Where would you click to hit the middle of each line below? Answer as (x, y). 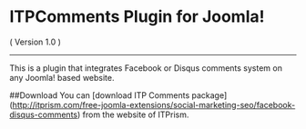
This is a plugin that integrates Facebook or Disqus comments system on (146, 68)
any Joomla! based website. (62, 77)
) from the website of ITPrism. (133, 114)
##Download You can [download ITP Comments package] (118, 95)
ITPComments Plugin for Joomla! (137, 17)
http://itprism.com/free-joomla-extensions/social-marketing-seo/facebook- (154, 104)
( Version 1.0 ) (36, 42)
